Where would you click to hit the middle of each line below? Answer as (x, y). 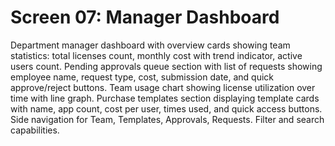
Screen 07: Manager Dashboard (145, 17)
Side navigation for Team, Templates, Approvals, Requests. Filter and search (167, 119)
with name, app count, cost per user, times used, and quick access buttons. (166, 108)
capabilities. (35, 130)
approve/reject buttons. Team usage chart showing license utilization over (163, 87)
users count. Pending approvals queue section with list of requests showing (166, 66)
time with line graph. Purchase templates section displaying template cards (165, 98)
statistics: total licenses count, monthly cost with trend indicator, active (156, 55)
